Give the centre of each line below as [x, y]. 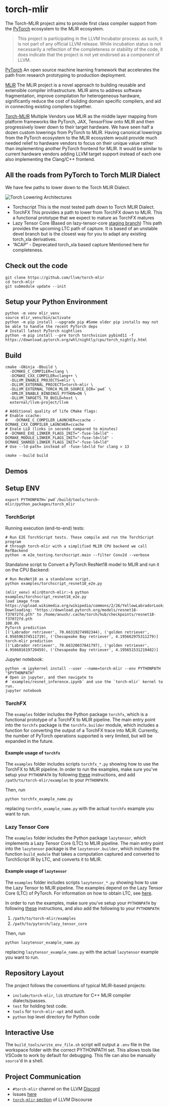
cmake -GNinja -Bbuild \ [31, 367]
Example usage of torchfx [33, 752]
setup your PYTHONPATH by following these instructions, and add [70, 775]
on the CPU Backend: [27, 569]
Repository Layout [35, 973]
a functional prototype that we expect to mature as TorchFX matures [83, 217]
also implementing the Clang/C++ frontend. [50, 159]
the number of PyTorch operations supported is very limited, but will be [79, 736]
